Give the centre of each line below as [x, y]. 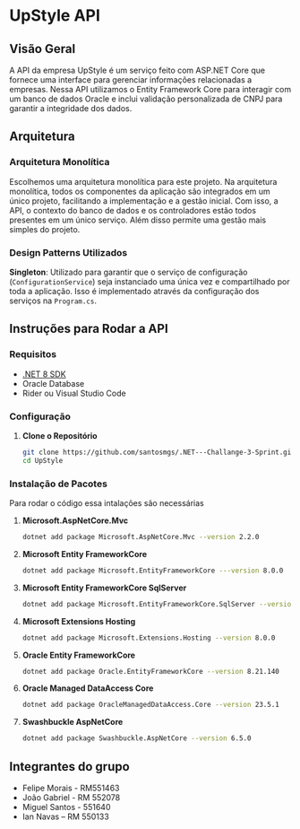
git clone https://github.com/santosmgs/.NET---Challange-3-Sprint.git [159, 452]
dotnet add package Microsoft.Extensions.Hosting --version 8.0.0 [149, 638]
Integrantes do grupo [69, 767]
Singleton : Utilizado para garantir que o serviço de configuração [129, 272]
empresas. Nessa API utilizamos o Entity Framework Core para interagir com [150, 89]
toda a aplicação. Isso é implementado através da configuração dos [134, 291]
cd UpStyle [43, 460]
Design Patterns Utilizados [69, 252]
